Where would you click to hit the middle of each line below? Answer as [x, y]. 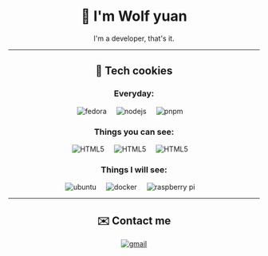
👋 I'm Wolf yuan [134, 16]
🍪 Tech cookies [134, 71]
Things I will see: [134, 169]
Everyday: [134, 93]
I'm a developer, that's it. [134, 38]
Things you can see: [134, 132]
